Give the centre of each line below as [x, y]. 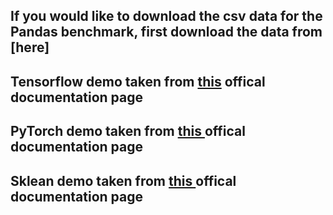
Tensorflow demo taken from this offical [138, 81]
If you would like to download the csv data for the [166, 16]
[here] [30, 47]
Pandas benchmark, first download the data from [166, 32]
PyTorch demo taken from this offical [128, 131]
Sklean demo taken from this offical [123, 180]
